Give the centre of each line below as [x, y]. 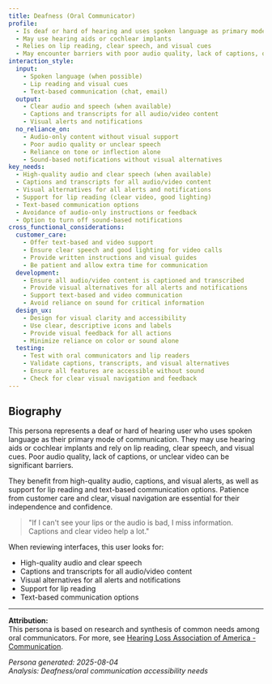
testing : [30, 348]
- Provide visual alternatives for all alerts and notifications [136, 288]
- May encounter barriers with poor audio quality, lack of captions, [137, 54]
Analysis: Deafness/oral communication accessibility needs [108, 671]
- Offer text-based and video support [88, 243]
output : [29, 99]
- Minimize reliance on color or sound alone [101, 341]
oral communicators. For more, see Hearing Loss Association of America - [132, 638]
